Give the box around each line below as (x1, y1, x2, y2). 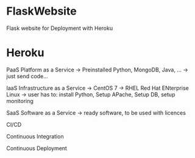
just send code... (6, 72, 49, 80)
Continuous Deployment (6, 145, 67, 152)
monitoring (6, 97, 34, 104)
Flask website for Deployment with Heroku (6, 24, 113, 32)
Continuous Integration (6, 132, 64, 140)
